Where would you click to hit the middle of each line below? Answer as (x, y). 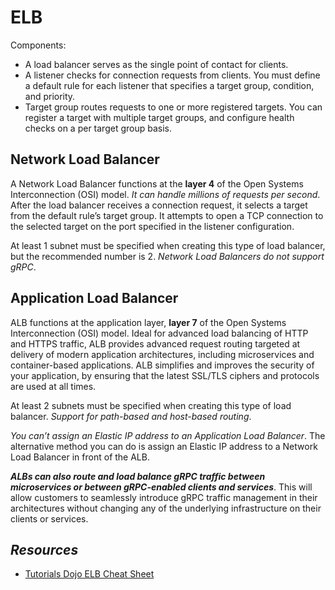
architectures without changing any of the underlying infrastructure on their (166, 508)
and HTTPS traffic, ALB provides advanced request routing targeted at (155, 343)
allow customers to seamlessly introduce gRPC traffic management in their (164, 497)
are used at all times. (53, 386)
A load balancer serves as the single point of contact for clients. (156, 64)
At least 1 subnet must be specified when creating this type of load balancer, (168, 245)
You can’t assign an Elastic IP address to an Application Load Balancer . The (168, 435)
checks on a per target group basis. (98, 128)
